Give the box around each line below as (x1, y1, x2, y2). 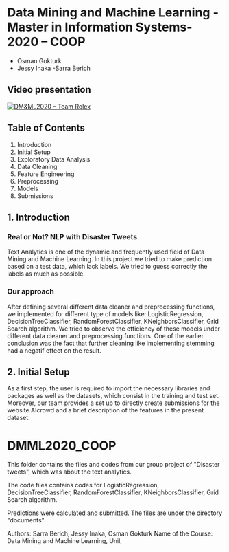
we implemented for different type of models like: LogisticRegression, (7, 309, 204, 318)
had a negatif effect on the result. (7, 346, 101, 355)
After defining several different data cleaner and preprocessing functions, (7, 302, 215, 311)
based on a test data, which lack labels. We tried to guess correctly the (7, 263, 208, 271)
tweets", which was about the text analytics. (7, 467, 132, 476)
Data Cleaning (16, 162, 58, 170)
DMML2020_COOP (7, 438, 117, 453)
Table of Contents (7, 122, 86, 134)
